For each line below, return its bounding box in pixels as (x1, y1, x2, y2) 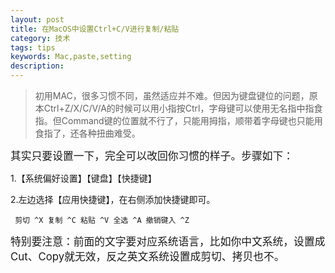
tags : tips (10, 42, 56, 53)
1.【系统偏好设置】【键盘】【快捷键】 (10, 172, 157, 184)
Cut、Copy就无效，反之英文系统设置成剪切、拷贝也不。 (10, 250, 285, 263)
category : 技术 (10, 33, 71, 43)
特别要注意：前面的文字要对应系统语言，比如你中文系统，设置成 (10, 235, 326, 248)
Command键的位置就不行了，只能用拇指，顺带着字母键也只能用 (61, 115, 323, 126)
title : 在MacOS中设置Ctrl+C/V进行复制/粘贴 (10, 24, 180, 34)
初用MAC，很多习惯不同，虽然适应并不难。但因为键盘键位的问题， (34, 90, 310, 101)
